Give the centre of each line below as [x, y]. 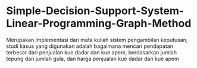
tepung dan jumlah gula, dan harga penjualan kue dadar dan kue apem [93, 59]
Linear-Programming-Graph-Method [99, 23]
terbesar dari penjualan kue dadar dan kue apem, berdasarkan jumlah [92, 52]
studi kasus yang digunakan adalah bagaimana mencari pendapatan [90, 46]
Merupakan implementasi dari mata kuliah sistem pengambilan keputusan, [97, 40]
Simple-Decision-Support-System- [95, 11]
